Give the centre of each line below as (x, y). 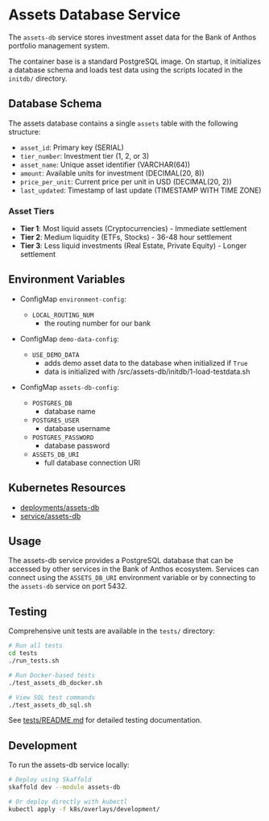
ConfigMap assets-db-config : (69, 387)
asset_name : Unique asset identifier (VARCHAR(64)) (105, 164)
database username (77, 428)
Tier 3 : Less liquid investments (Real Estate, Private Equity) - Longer (133, 246)
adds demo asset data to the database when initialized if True (146, 363)
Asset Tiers (31, 211)
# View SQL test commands (52, 697)
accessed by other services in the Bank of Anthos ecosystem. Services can (134, 569)
